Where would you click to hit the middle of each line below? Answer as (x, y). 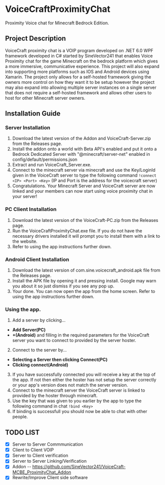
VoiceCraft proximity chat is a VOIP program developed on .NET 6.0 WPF (79, 50)
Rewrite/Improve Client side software (50, 478)
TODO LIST (22, 432)
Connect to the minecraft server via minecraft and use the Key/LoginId (84, 170)
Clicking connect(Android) (40, 365)
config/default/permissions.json (45, 159)
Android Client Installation (37, 259)
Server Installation (28, 128)
